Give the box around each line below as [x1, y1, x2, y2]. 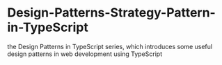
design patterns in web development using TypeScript [7, 50, 162, 58]
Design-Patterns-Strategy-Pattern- [7, 5, 216, 21]
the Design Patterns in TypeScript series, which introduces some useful [7, 42, 213, 50]
